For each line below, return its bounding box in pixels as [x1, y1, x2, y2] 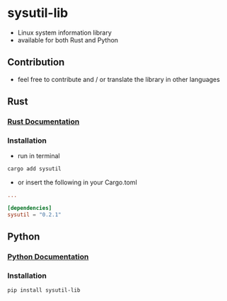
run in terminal [17, 152, 60, 160]
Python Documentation [7, 252, 89, 262]
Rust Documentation [7, 117, 80, 126]
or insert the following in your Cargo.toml [17, 178, 138, 187]
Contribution [7, 57, 65, 69]
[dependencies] [7, 205, 52, 212]
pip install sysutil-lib [7, 287, 81, 294]
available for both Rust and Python [17, 35, 119, 44]
